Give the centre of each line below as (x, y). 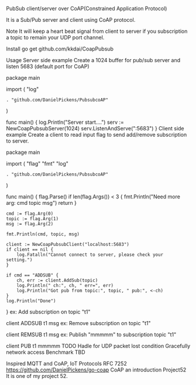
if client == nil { (30, 249)
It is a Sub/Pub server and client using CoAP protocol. (71, 20)
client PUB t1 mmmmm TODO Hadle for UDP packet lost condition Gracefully (98, 346)
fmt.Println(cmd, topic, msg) (43, 234)
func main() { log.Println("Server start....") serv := (65, 122)
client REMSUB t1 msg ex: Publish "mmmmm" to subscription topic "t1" (91, 335)
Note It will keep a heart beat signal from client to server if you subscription (97, 31)
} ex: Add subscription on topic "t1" (48, 312)
